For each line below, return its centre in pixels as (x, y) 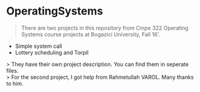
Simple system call (38, 46)
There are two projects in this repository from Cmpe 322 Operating (105, 28)
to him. (15, 84)
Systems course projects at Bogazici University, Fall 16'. (91, 34)
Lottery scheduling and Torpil (52, 52)
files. (12, 70)
